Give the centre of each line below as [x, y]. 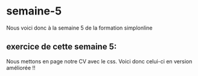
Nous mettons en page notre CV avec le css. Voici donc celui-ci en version [99, 61]
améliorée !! [21, 68]
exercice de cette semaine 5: [62, 47]
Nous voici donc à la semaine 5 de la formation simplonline [79, 28]
